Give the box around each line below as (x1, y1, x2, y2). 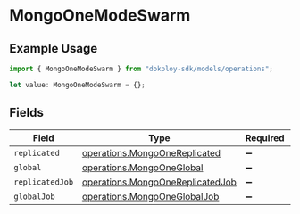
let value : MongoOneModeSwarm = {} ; (9, 80, 146, 89)
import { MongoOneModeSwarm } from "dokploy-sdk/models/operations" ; (9, 64, 274, 73)
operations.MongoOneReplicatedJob (81, 176, 237, 188)
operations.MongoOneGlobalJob (81, 190, 220, 202)
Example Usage (9, 41, 98, 56)
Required (245, 131, 285, 144)
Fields (9, 105, 45, 120)
